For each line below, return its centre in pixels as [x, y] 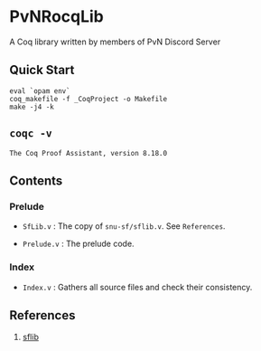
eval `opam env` [40, 91]
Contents [36, 180]
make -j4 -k [32, 107]
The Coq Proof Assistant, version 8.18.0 [89, 153]
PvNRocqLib [56, 17]
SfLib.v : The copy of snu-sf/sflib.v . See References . [124, 226]
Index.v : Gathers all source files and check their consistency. [137, 287]
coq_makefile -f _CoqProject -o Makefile [89, 99]
